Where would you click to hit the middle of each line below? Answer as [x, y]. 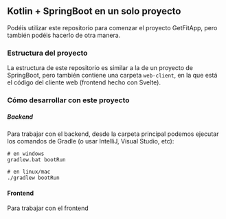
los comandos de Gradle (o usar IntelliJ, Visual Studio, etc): [91, 141]
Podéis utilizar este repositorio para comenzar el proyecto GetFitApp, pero [112, 27]
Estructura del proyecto [47, 53]
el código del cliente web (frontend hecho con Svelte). [84, 82]
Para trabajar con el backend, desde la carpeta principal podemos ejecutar [113, 134]
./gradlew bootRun [33, 178]
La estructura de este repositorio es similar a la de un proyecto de [100, 68]
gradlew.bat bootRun [37, 160]
